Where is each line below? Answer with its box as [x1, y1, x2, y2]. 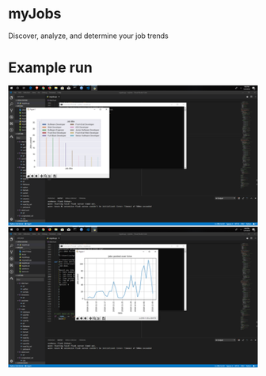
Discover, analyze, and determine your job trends [8, 31, 169, 40]
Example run [8, 59, 93, 77]
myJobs [8, 5, 62, 23]
